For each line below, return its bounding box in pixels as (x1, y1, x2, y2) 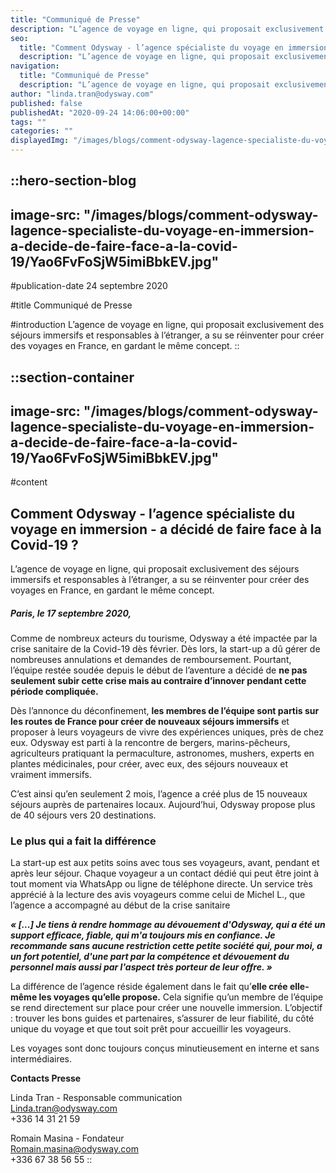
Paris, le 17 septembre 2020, (10, 607, 132, 619)
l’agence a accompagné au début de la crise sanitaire (10, 899, 231, 911)
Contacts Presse (10, 1072, 82, 1085)
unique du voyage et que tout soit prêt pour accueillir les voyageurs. (10, 1023, 292, 1035)
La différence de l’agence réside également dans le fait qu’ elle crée (10, 981, 288, 993)
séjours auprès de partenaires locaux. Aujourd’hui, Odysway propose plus (10, 799, 316, 811)
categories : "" (10, 126, 74, 136)
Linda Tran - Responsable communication (10, 1092, 183, 1104)
